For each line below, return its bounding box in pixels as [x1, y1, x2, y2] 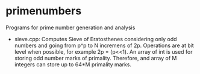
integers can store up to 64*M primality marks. [14, 61, 132, 68]
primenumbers [5, 4, 82, 18]
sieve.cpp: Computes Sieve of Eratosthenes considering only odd [14, 35, 177, 42]
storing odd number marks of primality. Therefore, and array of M [14, 54, 177, 61]
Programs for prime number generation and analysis [5, 24, 136, 31]
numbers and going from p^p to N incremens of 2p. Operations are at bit [14, 42, 194, 49]
